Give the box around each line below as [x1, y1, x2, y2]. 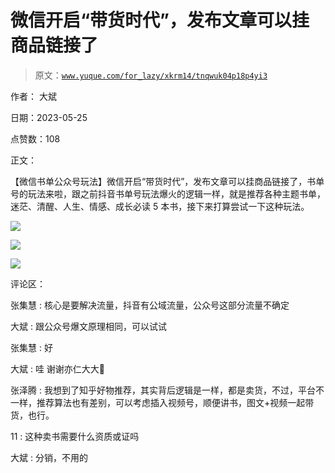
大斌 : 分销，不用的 [10, 451, 88, 463]
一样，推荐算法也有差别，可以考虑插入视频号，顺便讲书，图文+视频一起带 [10, 396, 315, 408]
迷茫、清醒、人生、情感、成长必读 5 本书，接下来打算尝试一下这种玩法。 [10, 200, 310, 212]
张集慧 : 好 [10, 341, 53, 353]
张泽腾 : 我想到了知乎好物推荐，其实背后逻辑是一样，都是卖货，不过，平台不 [10, 384, 325, 396]
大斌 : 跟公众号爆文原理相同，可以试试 [10, 320, 167, 332]
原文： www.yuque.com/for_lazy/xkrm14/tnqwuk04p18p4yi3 [34, 69, 268, 81]
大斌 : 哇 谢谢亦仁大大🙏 [10, 362, 106, 375]
